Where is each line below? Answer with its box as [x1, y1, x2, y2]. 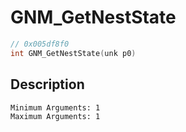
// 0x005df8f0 [10, 39, 70, 49]
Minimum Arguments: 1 [10, 102, 101, 113]
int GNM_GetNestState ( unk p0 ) [10, 48, 137, 58]
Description [10, 76, 85, 93]
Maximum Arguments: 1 [10, 111, 101, 121]
